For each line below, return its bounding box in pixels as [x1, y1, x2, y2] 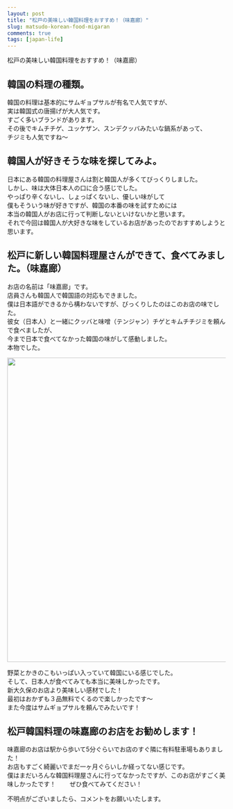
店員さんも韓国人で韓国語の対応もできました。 [7, 291, 141, 299]
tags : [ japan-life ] [7, 36, 64, 43]
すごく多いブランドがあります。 [7, 115, 98, 124]
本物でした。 [7, 343, 44, 351]
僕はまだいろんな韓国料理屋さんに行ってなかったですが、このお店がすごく [7, 771, 220, 780]
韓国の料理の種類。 [7, 78, 89, 90]
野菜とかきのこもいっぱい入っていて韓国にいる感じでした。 [7, 668, 177, 677]
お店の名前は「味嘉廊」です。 [7, 282, 92, 291]
